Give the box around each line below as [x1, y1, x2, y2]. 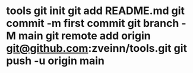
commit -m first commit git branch [6, 16, 179, 30]
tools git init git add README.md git [6, 4, 185, 18]
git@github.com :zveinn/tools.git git [6, 42, 187, 55]
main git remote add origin [18, 29, 151, 42]
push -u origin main [6, 54, 105, 68]
